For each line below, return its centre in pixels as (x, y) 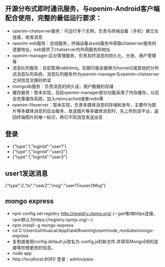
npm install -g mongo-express (43, 225)
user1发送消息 (27, 174)
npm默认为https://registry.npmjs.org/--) (53, 220)
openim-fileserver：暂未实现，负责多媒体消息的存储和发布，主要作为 (82, 104)
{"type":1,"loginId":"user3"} (40, 157)
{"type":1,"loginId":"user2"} (40, 151)
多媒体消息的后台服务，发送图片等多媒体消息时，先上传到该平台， (88, 111)
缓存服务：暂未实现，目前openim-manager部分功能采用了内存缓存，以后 (86, 92)
